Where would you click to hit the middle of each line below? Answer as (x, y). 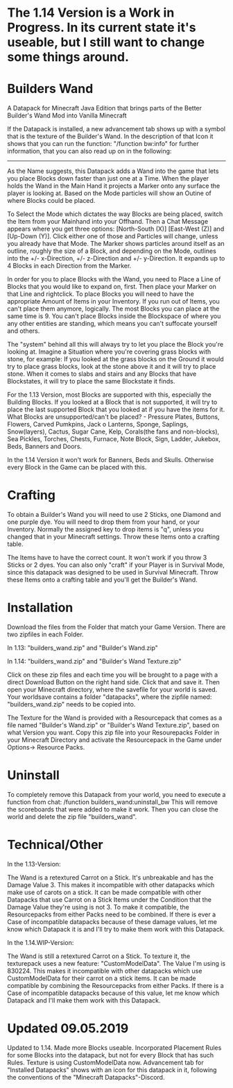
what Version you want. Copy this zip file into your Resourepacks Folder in (113, 732)
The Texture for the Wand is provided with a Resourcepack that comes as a (115, 718)
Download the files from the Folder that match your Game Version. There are (116, 627)
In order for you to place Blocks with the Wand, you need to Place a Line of (114, 279)
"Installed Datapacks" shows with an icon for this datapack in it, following (112, 1070)
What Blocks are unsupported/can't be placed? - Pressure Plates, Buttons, (113, 417)
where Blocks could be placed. (51, 201)
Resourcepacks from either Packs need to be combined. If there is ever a (112, 914)
